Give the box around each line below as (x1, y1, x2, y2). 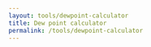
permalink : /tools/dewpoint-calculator (8, 26, 144, 34)
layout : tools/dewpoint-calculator (8, 11, 129, 20)
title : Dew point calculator (8, 19, 107, 27)
